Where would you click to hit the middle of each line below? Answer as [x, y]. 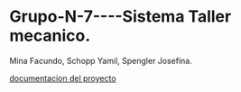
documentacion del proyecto [63, 78]
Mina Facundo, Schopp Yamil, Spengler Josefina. [101, 60]
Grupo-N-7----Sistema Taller [120, 17]
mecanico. [50, 36]
